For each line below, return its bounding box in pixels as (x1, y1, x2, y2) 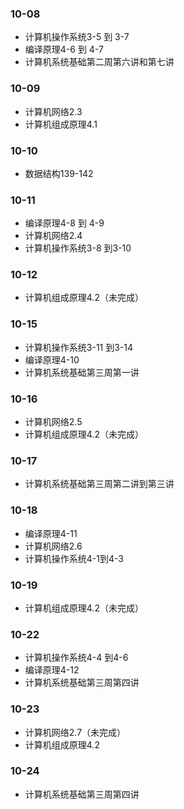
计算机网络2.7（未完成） (24, 726, 127, 738)
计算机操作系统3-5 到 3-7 (24, 31, 130, 43)
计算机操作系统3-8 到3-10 (24, 242, 132, 254)
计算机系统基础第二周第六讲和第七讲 (24, 56, 175, 68)
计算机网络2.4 (24, 230, 83, 242)
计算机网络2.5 (24, 416, 83, 428)
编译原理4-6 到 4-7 (24, 43, 104, 56)
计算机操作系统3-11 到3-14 (24, 341, 134, 353)
